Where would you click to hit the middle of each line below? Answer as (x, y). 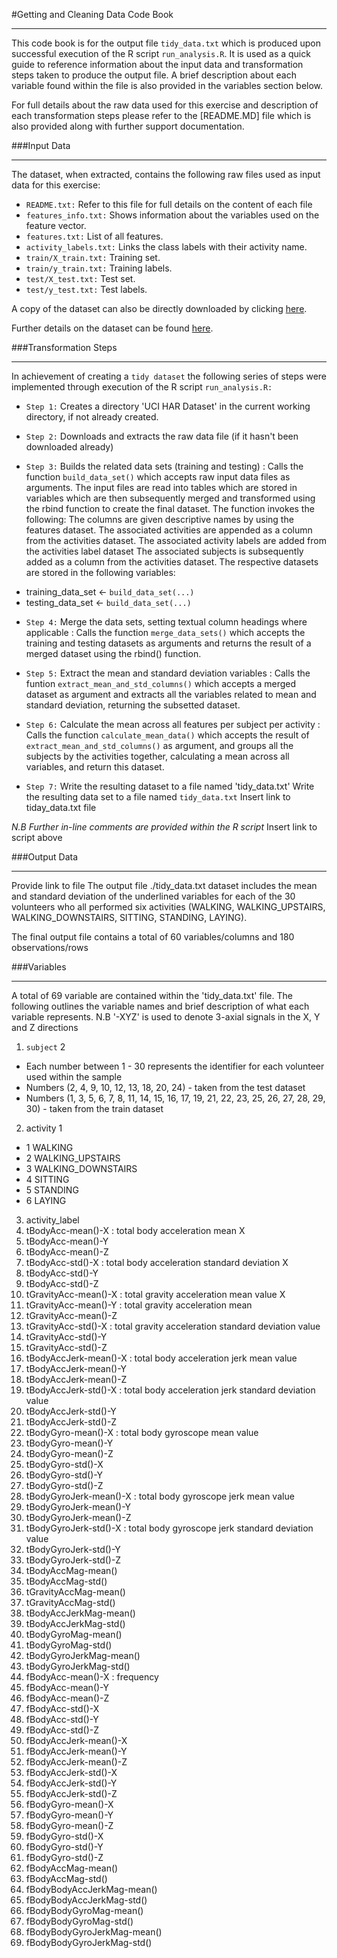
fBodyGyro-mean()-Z (69, 1825)
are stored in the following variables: (100, 572)
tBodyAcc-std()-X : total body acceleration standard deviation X (157, 1262)
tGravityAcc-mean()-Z (71, 1315)
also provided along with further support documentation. (128, 126)
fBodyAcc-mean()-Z (67, 1698)
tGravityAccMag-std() (70, 1602)
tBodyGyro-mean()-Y (69, 1443)
